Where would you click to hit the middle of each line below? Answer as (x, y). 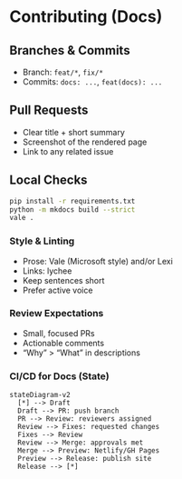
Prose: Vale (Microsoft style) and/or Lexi (98, 261)
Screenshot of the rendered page (85, 142)
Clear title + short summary (73, 132)
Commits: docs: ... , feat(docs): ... (92, 82)
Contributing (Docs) (86, 17)
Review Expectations (57, 314)
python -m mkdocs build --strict (72, 210)
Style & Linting (42, 241)
